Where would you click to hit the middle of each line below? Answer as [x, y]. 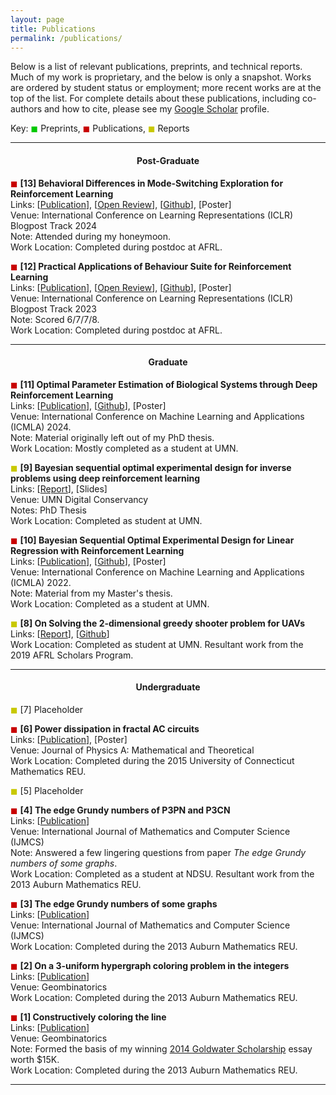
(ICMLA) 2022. [41, 582]
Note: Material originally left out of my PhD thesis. [112, 437]
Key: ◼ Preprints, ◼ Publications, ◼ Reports [100, 128]
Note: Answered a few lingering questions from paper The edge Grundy [158, 852]
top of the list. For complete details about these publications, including [155, 98]
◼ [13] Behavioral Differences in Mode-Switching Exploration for [147, 183]
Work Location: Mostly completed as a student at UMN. [124, 448]
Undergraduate [168, 687]
